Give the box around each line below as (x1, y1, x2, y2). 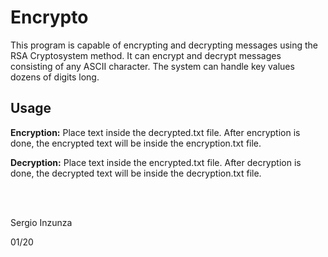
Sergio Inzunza (10, 216, 73, 228)
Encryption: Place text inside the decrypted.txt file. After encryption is (10, 126, 301, 138)
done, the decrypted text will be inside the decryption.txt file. (10, 167, 262, 179)
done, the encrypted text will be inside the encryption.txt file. (10, 137, 262, 149)
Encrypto (10, 6, 89, 29)
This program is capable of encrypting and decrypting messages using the (10, 39, 319, 51)
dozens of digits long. (10, 71, 100, 83)
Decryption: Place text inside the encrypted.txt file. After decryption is (10, 156, 302, 168)
